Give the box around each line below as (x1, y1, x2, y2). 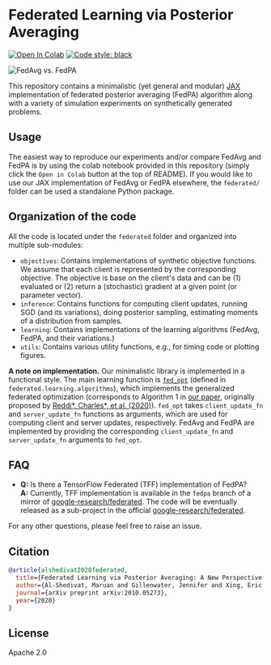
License (8, 626, 49, 640)
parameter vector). (19, 290, 83, 300)
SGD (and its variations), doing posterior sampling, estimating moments (19, 307, 259, 317)
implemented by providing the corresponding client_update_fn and (8, 426, 234, 436)
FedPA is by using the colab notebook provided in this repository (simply (8, 160, 250, 170)
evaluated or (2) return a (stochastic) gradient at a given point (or (19, 281, 238, 291)
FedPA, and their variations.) (19, 333, 115, 343)
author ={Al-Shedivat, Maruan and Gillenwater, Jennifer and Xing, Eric (15, 581, 263, 589)
